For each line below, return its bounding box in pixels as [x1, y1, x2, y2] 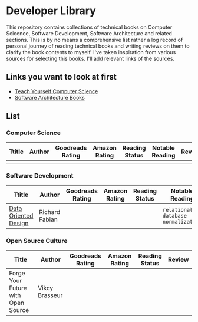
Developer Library [6, 4, 96, 18]
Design [9, 219, 29, 227]
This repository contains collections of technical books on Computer [6, 24, 173, 31]
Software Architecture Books [14, 94, 85, 101]
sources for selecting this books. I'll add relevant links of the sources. [6, 55, 175, 62]
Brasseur [38, 291, 63, 300]
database [162, 212, 187, 219]
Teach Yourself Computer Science [14, 87, 98, 95]
